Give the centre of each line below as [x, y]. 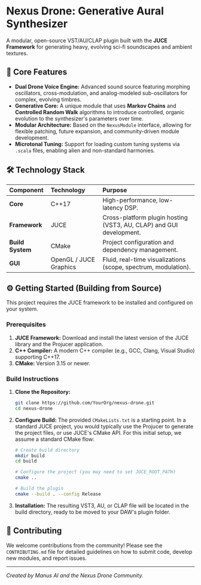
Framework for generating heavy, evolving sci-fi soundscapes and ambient [99, 47]
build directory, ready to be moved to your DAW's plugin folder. [92, 512]
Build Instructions [33, 378]
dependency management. [140, 249]
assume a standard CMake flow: [54, 439]
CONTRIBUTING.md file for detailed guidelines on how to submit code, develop [99, 551]
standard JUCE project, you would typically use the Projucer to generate [104, 426]
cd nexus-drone [34, 408]
